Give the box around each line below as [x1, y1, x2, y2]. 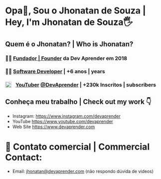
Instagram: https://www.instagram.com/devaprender [12, 113, 121, 119]
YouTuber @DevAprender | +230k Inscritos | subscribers [15, 81, 156, 88]
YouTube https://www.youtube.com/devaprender [12, 119, 113, 125]
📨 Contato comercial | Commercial [5, 141, 150, 153]
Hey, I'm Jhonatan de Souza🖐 [5, 16, 133, 28]
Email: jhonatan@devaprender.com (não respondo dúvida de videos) [12, 169, 154, 175]
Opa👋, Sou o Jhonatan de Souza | [5, 5, 146, 16]
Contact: [5, 152, 42, 163]
